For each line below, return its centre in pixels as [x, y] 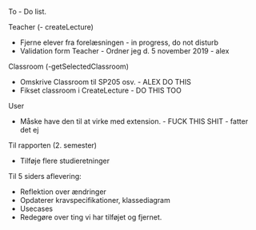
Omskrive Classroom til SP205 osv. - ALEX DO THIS [106, 82]
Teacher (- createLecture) [51, 27]
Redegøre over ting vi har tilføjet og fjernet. [91, 217]
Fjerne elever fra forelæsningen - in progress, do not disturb [119, 42]
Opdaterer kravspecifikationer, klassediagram [95, 200]
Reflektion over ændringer [63, 192]
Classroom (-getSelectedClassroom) [69, 66]
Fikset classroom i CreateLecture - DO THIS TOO [100, 90]
